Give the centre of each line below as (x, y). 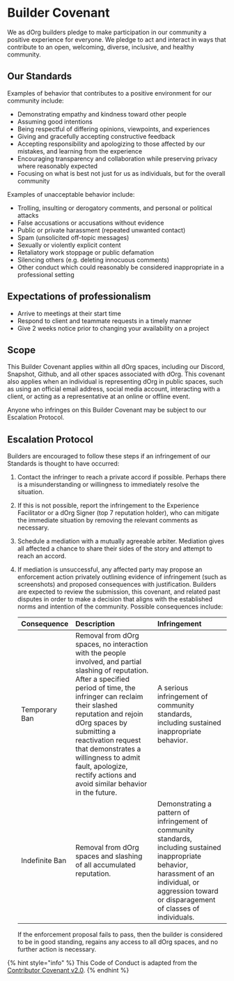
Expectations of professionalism (79, 297)
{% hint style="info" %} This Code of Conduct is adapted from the (102, 963)
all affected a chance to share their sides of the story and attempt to (115, 548)
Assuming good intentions (55, 121)
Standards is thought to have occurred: (63, 464)
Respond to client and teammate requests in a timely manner (104, 321)
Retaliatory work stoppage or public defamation (86, 252)
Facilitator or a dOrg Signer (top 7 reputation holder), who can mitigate (118, 513)
